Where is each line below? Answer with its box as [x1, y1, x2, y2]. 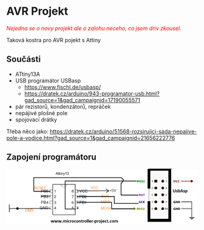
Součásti [6, 54, 41, 65]
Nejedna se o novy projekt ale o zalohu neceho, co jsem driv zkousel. [6, 24, 181, 32]
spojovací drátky [15, 116, 57, 123]
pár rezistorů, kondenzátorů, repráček [15, 103, 111, 110]
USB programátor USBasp [15, 76, 81, 84]
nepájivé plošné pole [15, 109, 68, 117]
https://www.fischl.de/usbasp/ [24, 83, 101, 91]
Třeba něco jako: [6, 127, 49, 135]
